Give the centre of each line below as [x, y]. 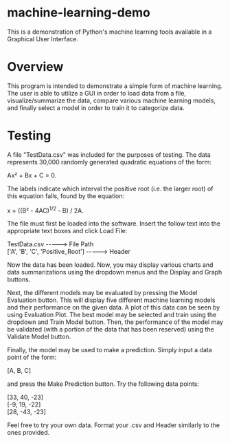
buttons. [19, 279]
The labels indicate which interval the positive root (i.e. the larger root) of [110, 188]
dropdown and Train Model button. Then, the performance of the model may [115, 322]
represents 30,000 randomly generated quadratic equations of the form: [109, 162]
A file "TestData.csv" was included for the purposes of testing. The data [109, 154]
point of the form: [32, 357]
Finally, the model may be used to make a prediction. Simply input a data [110, 350]
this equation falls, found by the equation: [66, 196]
